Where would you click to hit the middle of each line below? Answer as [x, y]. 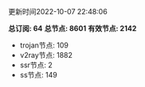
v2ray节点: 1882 [46, 55]
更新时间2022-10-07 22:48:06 [58, 11]
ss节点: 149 [38, 75]
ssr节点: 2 [36, 65]
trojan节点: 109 [44, 45]
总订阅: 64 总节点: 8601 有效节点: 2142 [72, 28]
